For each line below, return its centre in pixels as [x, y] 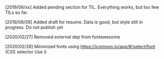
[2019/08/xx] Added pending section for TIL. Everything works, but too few [82, 7]
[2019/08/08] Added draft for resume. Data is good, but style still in [74, 22]
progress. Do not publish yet [34, 27]
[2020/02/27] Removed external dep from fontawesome [63, 37]
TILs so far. [17, 12]
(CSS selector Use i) [26, 52]
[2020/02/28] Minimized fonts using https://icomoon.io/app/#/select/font [80, 46]
